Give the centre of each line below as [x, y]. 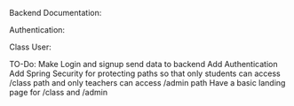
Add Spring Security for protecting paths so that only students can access [145, 73]
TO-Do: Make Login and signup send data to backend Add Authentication [143, 64]
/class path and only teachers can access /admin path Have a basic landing [147, 83]
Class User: [30, 47]
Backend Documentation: [56, 13]
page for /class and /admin [59, 92]
